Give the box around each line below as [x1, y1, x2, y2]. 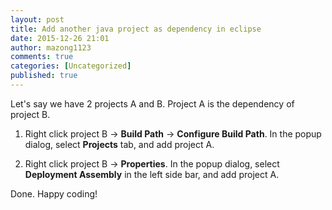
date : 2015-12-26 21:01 [10, 33, 110, 43]
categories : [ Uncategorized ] [10, 61, 132, 71]
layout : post [10, 14, 65, 25]
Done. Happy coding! [10, 187, 98, 200]
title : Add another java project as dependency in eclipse [10, 24, 262, 34]
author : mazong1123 [10, 42, 92, 53]
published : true [10, 71, 78, 81]
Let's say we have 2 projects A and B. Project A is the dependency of [10, 97, 295, 110]
